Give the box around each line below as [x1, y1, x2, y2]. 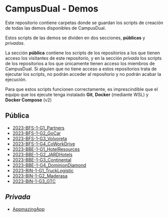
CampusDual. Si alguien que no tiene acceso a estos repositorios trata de [5, 66, 157, 72]
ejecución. [5, 76, 27, 82]
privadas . [5, 40, 25, 46]
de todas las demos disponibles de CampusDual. [5, 25, 106, 31]
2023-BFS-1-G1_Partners [12, 125, 65, 131]
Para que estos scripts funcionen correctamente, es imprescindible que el [5, 86, 158, 92]
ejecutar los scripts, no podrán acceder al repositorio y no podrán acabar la [5, 71, 161, 77]
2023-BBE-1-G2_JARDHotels [12, 151, 73, 157]
